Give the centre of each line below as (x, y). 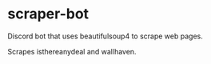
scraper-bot (48, 14)
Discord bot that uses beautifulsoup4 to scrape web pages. (105, 36)
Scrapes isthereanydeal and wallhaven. (72, 51)
